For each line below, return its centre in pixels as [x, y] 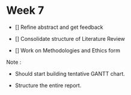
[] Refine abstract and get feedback [59, 27]
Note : [14, 62]
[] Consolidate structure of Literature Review [70, 38]
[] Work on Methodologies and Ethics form [67, 50]
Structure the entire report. [48, 85]
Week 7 [25, 11]
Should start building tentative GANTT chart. [70, 73]
